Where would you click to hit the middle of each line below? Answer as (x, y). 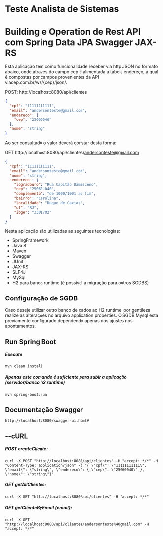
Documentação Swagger (44, 409)
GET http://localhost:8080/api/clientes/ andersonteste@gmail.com (72, 153)
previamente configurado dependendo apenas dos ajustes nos (69, 321)
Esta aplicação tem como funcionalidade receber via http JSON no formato (81, 67)
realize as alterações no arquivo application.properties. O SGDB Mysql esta (81, 315)
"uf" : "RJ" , (26, 208)
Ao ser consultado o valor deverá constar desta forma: (61, 143)
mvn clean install (24, 366)
